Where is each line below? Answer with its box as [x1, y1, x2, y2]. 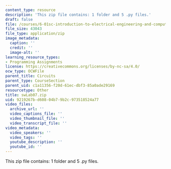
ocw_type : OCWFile [5, 69, 44, 74]
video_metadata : [5, 125, 40, 130]
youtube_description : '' [10, 140, 63, 145]
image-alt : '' [10, 50, 40, 55]
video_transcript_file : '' [10, 120, 67, 126]
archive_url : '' [10, 107, 44, 112]
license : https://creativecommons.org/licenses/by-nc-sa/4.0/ [5, 64, 140, 69]
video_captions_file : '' [10, 111, 63, 117]
